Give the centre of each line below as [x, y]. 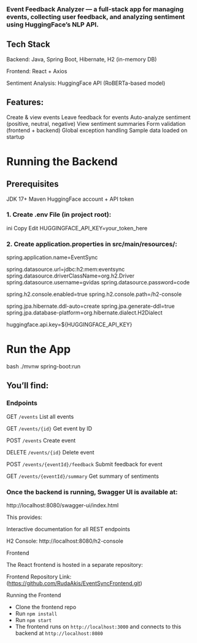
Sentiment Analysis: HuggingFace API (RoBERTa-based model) [86, 83]
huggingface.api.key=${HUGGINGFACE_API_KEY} [69, 325]
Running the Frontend [34, 595]
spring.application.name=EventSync [52, 257]
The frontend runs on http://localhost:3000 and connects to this [98, 627]
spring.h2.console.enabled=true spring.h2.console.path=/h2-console [94, 294]
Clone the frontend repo [46, 607]
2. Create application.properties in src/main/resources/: [92, 244]
